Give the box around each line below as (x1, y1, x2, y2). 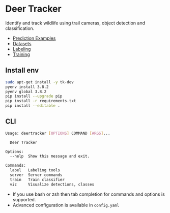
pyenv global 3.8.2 (5, 89, 47, 94)
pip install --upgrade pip (5, 94, 63, 99)
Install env (5, 66, 39, 75)
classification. (5, 25, 35, 31)
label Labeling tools (10, 168, 60, 173)
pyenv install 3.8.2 (5, 84, 49, 89)
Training (12, 51, 31, 57)
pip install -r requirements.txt (5, 99, 76, 104)
